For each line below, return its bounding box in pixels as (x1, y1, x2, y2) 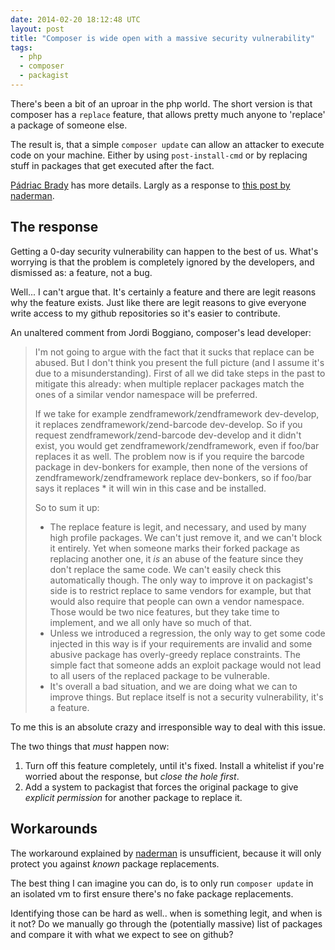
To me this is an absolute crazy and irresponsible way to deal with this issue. (10, 721, 326, 733)
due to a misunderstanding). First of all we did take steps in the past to (34, 367, 326, 379)
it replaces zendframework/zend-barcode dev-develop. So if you (34, 418, 303, 430)
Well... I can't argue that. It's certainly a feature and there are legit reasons (10, 286, 317, 298)
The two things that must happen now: (10, 740, 170, 752)
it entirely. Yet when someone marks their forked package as (49, 542, 300, 554)
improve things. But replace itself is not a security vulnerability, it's (49, 691, 324, 703)
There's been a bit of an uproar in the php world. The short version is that (10, 97, 313, 110)
